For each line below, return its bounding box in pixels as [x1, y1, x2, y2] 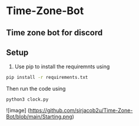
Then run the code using [6, 85, 66, 92]
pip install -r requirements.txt [6, 75, 88, 81]
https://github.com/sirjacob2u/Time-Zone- [29, 107, 133, 114]
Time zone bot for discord [6, 28, 103, 38]
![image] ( [6, 107, 30, 114]
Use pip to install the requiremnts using [14, 63, 110, 70]
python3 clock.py [6, 97, 49, 102]
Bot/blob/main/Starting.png [6, 113, 72, 120]
